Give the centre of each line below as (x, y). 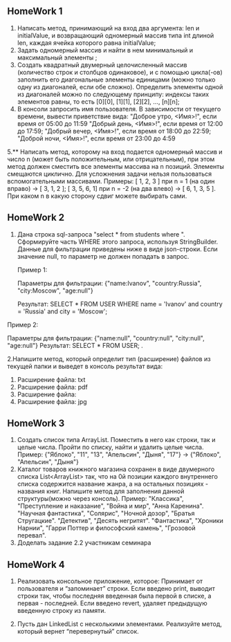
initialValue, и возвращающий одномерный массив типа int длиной (115, 35)
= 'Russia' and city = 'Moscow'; (62, 311)
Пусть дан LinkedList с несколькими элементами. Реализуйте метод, (120, 624)
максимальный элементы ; (57, 57)
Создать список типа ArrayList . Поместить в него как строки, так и (116, 440)
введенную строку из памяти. (62, 611)
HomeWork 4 (36, 564)
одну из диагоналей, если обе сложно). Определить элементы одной (120, 86)
